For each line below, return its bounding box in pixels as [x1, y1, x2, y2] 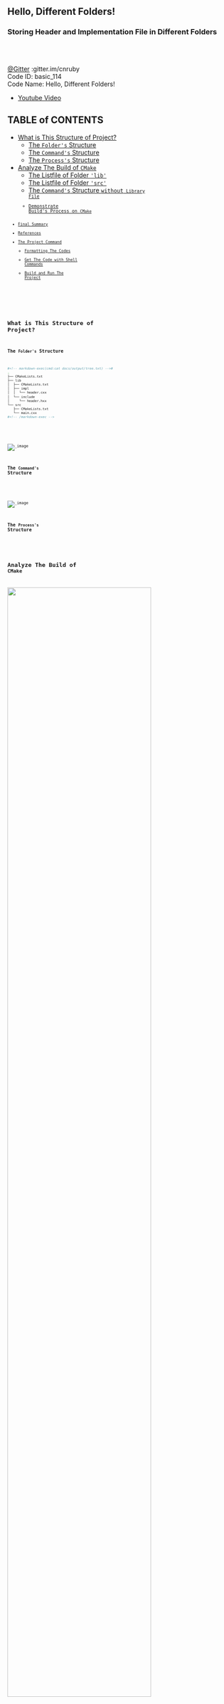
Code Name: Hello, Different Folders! [7, 80, 115, 88]
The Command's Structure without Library [28, 186, 146, 194]
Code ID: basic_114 [7, 72, 62, 80]
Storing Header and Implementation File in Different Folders [7, 27, 218, 37]
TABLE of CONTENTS [7, 114, 104, 127]
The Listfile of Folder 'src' [28, 178, 107, 187]
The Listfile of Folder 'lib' [28, 171, 107, 179]
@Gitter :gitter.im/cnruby [7, 64, 80, 73]
